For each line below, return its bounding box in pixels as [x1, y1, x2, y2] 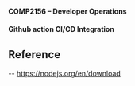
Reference [8, 48, 61, 61]
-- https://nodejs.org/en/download [8, 68, 121, 78]
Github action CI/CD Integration [8, 25, 115, 34]
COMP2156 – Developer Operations [8, 6, 127, 16]
